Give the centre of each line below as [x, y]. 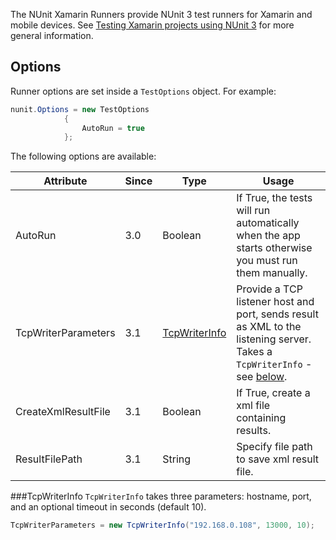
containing [261, 418]
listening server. [274, 339]
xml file [253, 406]
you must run [267, 261]
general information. [52, 35]
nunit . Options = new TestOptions [80, 109]
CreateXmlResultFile [63, 412]
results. [254, 431]
